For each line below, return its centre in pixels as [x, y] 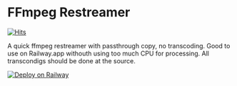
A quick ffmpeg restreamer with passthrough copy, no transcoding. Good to [119, 45]
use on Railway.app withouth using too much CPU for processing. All [108, 53]
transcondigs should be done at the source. [71, 60]
